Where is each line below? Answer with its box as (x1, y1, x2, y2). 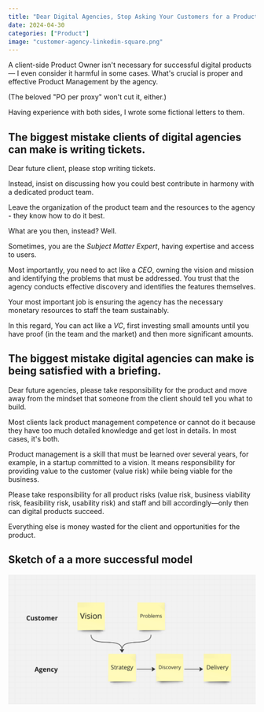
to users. (8, 250, 37, 259)
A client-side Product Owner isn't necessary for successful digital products (8, 60, 252, 70)
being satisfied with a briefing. (8, 364, 161, 378)
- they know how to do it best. (8, 211, 105, 221)
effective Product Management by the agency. (8, 77, 159, 87)
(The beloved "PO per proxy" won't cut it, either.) (8, 92, 167, 102)
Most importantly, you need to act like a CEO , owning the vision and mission (8, 265, 254, 275)
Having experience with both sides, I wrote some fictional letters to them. (8, 107, 245, 117)
